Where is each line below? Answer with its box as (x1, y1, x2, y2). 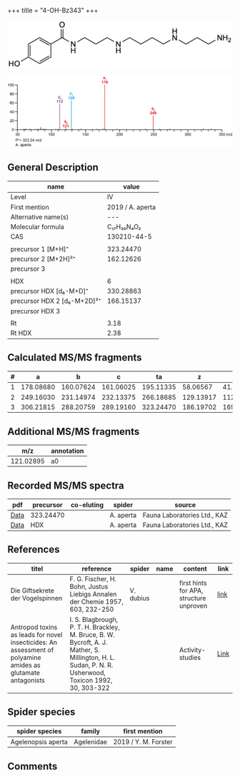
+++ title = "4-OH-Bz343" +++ (7, 6, 99, 14)
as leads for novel (10, 630, 63, 638)
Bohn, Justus (69, 582, 109, 591)
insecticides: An (10, 638, 58, 646)
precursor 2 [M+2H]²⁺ (10, 255, 76, 264)
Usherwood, (69, 668, 106, 677)
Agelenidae (74, 737, 107, 746)
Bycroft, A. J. (69, 638, 108, 646)
